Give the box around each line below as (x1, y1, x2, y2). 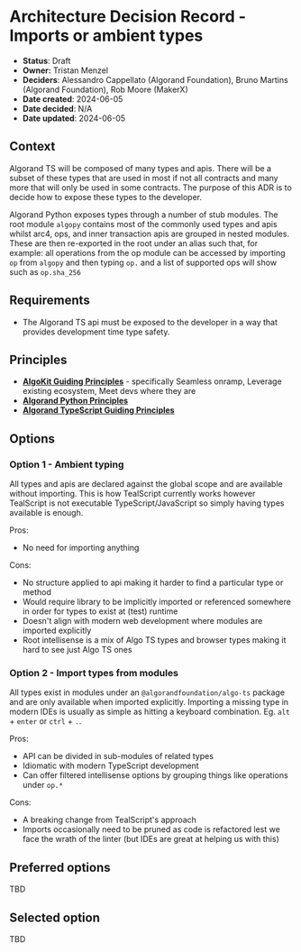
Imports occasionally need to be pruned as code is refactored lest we (22, 824, 281, 835)
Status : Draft (22, 55, 71, 66)
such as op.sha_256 (9, 266, 81, 277)
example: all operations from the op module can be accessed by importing (9, 247, 286, 258)
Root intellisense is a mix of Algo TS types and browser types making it (22, 635, 287, 645)
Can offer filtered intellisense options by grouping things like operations (22, 770, 288, 781)
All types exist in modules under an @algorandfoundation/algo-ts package (9, 687, 286, 698)
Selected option (9, 910, 101, 925)
